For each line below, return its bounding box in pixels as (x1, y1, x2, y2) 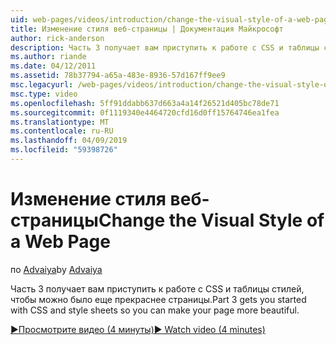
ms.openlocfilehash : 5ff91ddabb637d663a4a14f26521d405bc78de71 (10, 98, 280, 108)
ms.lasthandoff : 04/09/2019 (10, 136, 128, 146)
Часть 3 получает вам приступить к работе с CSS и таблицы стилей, (10, 282, 305, 295)
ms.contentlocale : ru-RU (10, 126, 114, 136)
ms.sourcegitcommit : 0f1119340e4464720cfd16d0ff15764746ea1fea (10, 107, 280, 118)
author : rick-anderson (10, 33, 105, 43)
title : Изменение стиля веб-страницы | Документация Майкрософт (10, 24, 284, 34)
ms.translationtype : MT (10, 117, 110, 127)
